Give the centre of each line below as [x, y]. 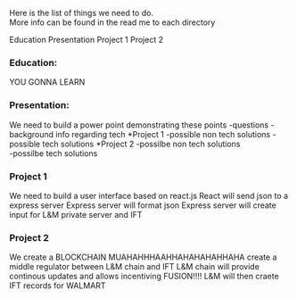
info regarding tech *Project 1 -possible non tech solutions [163, 134]
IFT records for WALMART [58, 286]
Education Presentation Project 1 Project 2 [86, 40]
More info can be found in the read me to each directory [112, 22]
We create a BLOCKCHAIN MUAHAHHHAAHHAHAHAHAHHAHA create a [143, 257]
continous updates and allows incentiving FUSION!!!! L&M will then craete [144, 277]
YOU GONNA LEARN [47, 82]
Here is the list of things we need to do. [82, 13]
